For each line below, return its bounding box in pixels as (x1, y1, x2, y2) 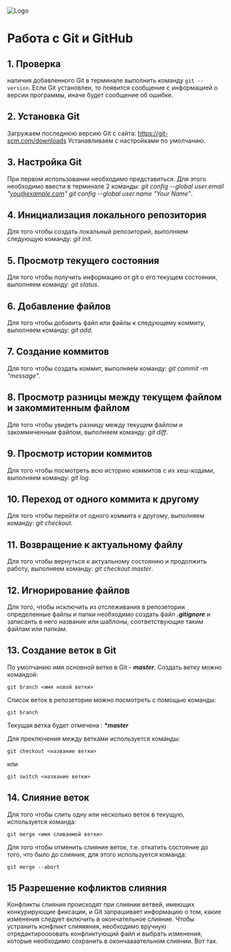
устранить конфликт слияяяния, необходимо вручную (7, 922, 167, 931)
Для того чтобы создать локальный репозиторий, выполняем (7, 227, 188, 236)
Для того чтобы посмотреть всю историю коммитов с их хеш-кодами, (7, 466, 215, 475)
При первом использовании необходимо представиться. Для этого (7, 174, 206, 183)
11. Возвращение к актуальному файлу (7, 539, 184, 550)
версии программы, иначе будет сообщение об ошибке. (7, 91, 174, 99)
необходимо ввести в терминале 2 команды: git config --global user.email (7, 182, 224, 190)
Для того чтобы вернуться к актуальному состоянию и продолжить (7, 557, 208, 566)
